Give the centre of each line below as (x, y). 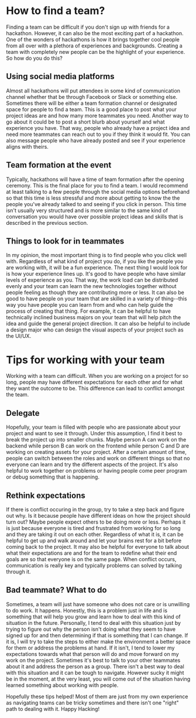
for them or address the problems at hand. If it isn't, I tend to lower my (90, 648)
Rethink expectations (46, 495)
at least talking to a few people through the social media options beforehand (98, 192)
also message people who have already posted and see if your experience (96, 140)
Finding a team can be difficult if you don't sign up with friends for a (88, 27)
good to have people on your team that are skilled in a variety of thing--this (97, 299)
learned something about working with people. (62, 685)
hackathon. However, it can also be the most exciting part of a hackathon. (95, 33)
